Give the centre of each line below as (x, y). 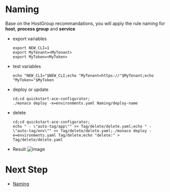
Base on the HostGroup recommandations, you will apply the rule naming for (85, 23)
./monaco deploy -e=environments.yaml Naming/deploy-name (75, 103)
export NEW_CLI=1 (31, 48)
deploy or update (30, 89)
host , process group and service (40, 28)
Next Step (27, 170)
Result (19, 149)
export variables (30, 39)
